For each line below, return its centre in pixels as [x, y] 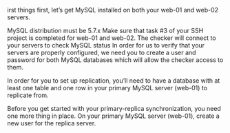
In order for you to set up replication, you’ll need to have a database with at [114, 81]
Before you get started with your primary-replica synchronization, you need [114, 109]
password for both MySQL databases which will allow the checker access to [115, 60]
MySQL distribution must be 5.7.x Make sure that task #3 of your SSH [105, 31]
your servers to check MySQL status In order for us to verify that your [106, 45]
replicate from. [28, 95]
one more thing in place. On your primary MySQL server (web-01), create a [114, 116]
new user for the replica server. [52, 123]
